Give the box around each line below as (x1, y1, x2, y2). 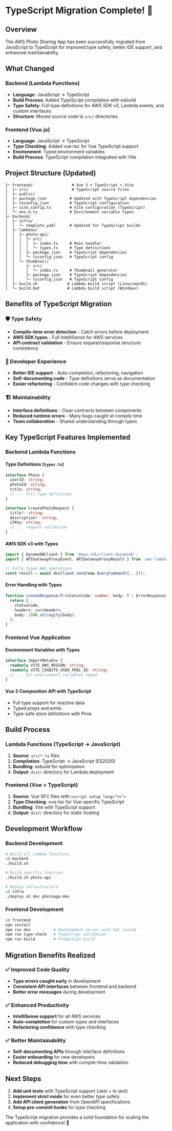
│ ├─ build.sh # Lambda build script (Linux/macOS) (5, 281, 147, 286)
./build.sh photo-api (5, 875, 52, 880)
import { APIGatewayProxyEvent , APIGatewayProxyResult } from (5, 557, 141, 562)
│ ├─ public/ (5, 191, 36, 196)
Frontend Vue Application (5, 634, 71, 641)
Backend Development (5, 840, 63, 847)
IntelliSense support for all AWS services (12, 1013, 101, 1020)
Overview (5, 25, 37, 34)
